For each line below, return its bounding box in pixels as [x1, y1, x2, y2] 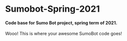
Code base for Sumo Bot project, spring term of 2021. [5, 20, 118, 25]
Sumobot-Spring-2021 [5, 3, 100, 15]
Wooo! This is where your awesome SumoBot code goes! [5, 31, 123, 37]
